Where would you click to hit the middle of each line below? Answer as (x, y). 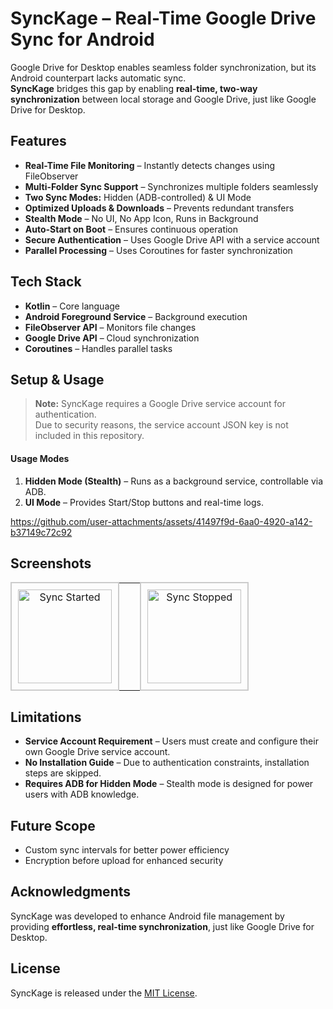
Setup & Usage (57, 379)
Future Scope (53, 825)
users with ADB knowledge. (82, 794)
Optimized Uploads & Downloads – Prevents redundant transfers (159, 208)
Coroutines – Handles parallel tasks (98, 348)
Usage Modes (40, 458)
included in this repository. (89, 436)
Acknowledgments (71, 892)
